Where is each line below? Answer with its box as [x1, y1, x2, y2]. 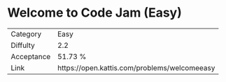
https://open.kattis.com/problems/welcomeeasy [57, 63, 216, 72]
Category [10, 29, 42, 39]
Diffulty [10, 40, 35, 50]
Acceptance [10, 51, 51, 61]
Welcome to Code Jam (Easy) [7, 5, 182, 21]
